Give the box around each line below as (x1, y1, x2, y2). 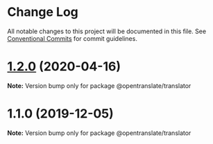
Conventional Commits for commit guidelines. (7, 34, 137, 42)
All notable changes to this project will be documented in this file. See (7, 27, 207, 35)
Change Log (7, 4, 78, 20)
